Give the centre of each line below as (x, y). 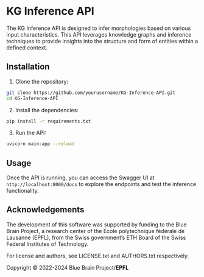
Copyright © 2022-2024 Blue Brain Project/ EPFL (68, 267)
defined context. (27, 48)
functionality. (23, 191)
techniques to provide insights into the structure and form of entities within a (102, 41)
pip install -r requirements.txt (49, 121)
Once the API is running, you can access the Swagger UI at (80, 178)
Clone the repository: (42, 81)
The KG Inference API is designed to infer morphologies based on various (99, 28)
